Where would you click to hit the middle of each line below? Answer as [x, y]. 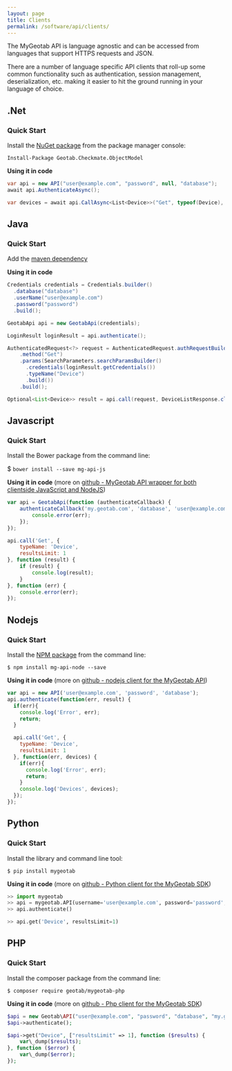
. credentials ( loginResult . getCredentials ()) [90, 367]
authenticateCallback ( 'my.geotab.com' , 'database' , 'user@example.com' [125, 509]
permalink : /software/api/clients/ [58, 26]
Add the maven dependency [47, 259]
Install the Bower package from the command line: [79, 456]
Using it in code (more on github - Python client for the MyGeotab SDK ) [109, 884]
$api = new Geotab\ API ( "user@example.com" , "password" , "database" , [108, 1016]
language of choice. [36, 89]
